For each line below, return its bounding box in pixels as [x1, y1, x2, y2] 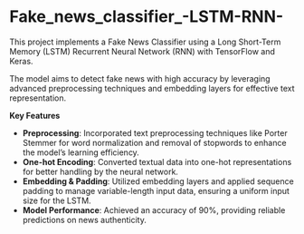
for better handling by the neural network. [22, 166, 179, 177]
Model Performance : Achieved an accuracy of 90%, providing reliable [22, 204, 286, 215]
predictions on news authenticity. [22, 214, 147, 225]
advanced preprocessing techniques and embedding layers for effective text [9, 83, 295, 93]
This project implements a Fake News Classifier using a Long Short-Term [9, 36, 281, 47]
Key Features [9, 110, 61, 121]
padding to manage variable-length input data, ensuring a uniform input [22, 185, 290, 196]
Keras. [9, 55, 33, 66]
